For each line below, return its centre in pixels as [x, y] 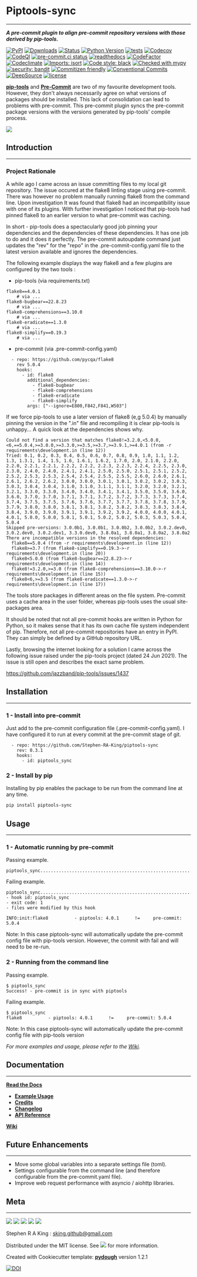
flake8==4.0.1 [23, 292]
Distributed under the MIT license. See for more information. [83, 1246]
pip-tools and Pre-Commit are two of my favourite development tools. [91, 87]
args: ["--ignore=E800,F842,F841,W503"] [77, 406]
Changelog [28, 1109]
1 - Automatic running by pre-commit [60, 847]
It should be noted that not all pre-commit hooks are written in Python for [94, 619]
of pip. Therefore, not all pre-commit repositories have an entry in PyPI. [92, 632]
